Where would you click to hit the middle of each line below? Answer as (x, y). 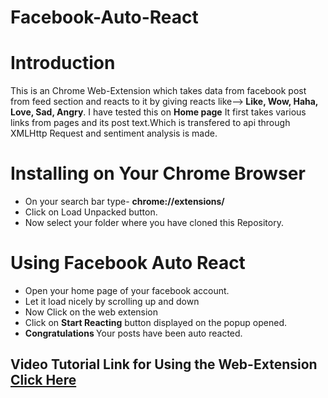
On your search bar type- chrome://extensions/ (124, 202)
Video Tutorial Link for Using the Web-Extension (164, 364)
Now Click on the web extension (91, 312)
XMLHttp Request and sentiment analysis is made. (114, 133)
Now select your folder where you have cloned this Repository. (154, 223)
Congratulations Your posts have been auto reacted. (133, 333)
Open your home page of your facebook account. (127, 290)
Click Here (43, 380)
